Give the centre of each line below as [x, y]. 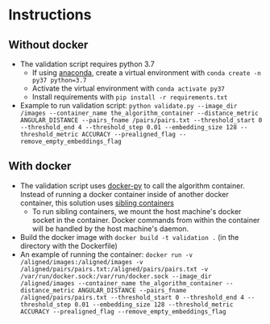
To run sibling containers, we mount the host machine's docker [137, 211]
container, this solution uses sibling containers [97, 203]
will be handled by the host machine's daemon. [110, 229]
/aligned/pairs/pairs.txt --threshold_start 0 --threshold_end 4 [132, 297]
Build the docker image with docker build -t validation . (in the [129, 237]
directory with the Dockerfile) [69, 246]
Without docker [48, 45]
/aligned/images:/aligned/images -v [81, 262]
